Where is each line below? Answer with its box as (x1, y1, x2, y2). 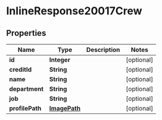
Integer (49, 56, 70, 64)
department (9, 85, 43, 93)
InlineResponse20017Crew (6, 4, 142, 18)
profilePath (9, 104, 42, 112)
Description (86, 46, 120, 54)
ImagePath (49, 104, 81, 112)
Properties (6, 28, 46, 38)
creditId (9, 66, 32, 73)
